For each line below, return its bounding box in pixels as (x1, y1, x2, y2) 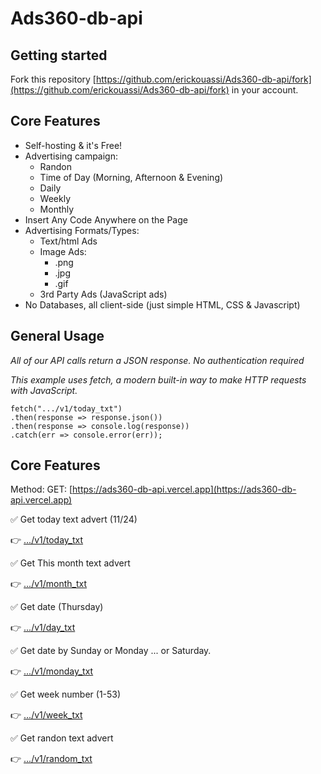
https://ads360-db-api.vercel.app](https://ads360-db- (72, 483, 297, 496)
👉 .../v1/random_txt (10, 753, 93, 765)
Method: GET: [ (10, 483, 73, 496)
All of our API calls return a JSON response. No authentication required (10, 354, 305, 366)
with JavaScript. (10, 384, 78, 396)
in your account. (231, 84, 299, 96)
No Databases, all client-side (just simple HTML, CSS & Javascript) (24, 298, 301, 311)
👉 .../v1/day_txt (10, 622, 76, 634)
